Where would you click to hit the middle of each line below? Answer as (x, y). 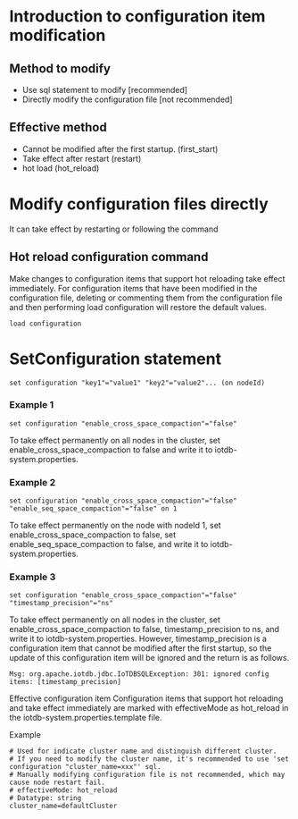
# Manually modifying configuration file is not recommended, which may (147, 775)
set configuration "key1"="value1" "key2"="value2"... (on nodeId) (137, 383)
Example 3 (33, 577)
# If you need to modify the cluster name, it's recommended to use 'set (149, 759)
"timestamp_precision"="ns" (62, 604)
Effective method (58, 127)
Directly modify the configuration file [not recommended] (128, 99)
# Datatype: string (46, 798)
